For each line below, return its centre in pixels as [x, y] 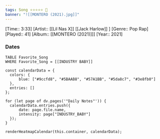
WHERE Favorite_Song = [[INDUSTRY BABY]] [49, 61]
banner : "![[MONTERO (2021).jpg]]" [42, 14]
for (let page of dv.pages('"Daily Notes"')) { [56, 101]
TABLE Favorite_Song [27, 57]
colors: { [20, 75]
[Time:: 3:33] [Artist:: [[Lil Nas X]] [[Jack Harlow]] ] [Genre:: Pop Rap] [77, 28]
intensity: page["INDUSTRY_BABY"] [55, 114]
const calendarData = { [30, 70]
